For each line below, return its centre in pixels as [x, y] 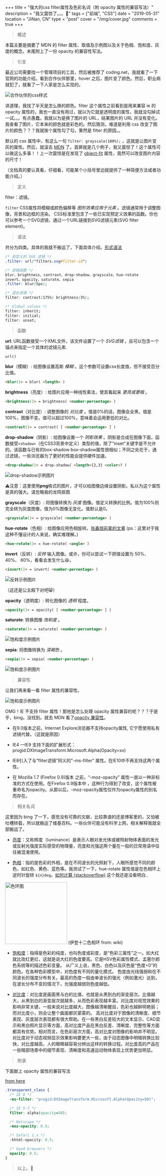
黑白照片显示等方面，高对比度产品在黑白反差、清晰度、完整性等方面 [90, 1026]
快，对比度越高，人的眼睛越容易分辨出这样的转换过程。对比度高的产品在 [86, 1044]
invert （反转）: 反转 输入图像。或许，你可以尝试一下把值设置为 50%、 [77, 554]
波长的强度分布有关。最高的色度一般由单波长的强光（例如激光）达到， [88, 978]
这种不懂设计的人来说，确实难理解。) [42, 534]
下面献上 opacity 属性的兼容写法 [38, 1071]
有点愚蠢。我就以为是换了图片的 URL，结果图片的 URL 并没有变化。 [91, 118]
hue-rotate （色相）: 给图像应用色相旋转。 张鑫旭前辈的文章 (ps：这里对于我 [82, 528]
